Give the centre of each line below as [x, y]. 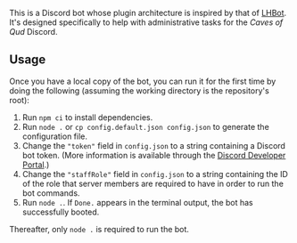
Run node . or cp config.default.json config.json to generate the [145, 126]
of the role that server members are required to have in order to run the [153, 183]
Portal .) [36, 165]
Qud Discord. [33, 32]
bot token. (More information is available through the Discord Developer [154, 155]
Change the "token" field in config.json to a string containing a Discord [153, 145]
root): [19, 100]
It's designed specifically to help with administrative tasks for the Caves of [146, 22]
